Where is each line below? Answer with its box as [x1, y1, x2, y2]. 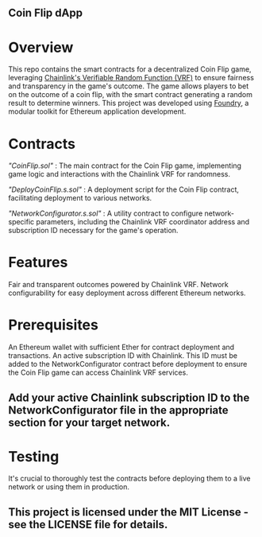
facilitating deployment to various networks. [8, 193, 152, 203]
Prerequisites [8, 316, 99, 334]
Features [8, 254, 68, 271]
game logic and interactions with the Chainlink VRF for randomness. [8, 169, 230, 179]
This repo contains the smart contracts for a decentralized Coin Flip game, [8, 64, 252, 74]
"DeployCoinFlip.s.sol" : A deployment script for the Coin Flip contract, [8, 185, 240, 194]
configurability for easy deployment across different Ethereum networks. [8, 288, 246, 298]
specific [8, 217, 35, 227]
